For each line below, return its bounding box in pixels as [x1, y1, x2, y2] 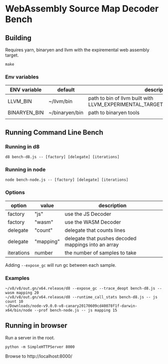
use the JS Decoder [64, 210, 111, 217]
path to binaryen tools [88, 109, 140, 116]
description [98, 202, 126, 209]
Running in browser [5, 321, 67, 330]
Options [5, 189, 25, 196]
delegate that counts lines [64, 226, 126, 233]
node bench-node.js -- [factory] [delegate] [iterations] [5, 177, 128, 183]
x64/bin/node [5, 307, 32, 313]
